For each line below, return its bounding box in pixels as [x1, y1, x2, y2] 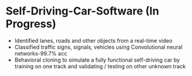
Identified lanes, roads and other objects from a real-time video [14, 37, 173, 44]
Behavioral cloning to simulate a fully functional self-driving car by [14, 56, 180, 63]
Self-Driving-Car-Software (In [5, 4, 159, 18]
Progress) [5, 17, 57, 31]
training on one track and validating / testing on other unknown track [14, 62, 186, 70]
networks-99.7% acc [14, 49, 67, 57]
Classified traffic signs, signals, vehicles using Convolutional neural [14, 43, 183, 51]
